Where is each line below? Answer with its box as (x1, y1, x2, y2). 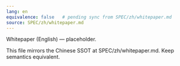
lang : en (6, 8, 28, 15)
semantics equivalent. (6, 54, 60, 61)
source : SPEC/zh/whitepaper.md (6, 19, 84, 25)
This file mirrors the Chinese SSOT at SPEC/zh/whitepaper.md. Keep (6, 47, 175, 54)
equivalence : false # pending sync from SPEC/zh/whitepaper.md (6, 14, 172, 20)
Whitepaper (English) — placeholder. (6, 36, 97, 43)
